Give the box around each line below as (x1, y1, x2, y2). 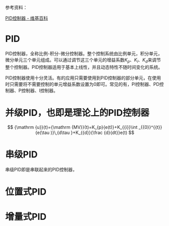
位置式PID (5, 186, 47, 197)
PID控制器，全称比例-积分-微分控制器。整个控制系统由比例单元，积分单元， (5, 50, 162, 57)
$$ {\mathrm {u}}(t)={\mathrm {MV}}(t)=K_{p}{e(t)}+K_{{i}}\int (7, 124, 138, 130)
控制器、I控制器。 (21, 87, 58, 94)
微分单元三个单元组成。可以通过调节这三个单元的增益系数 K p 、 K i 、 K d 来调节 (5, 57, 161, 64)
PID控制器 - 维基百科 (5, 15, 48, 21)
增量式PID (5, 211, 47, 222)
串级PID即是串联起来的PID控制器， (5, 166, 77, 172)
